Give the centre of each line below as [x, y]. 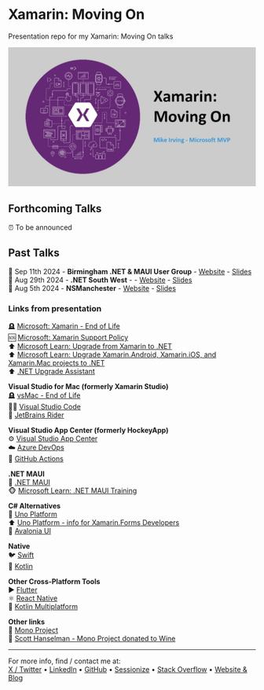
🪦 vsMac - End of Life [44, 395]
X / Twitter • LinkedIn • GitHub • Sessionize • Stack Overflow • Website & [128, 670]
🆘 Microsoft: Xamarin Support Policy [68, 338]
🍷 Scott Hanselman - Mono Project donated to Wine [92, 639]
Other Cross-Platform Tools [54, 582]
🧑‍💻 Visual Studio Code [44, 407]
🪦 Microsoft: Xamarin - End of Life [64, 326]
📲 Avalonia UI [29, 531]
